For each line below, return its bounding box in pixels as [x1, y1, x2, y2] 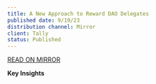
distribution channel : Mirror [7, 23, 96, 30]
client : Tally [7, 29, 49, 37]
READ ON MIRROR [7, 55, 61, 64]
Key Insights [7, 69, 45, 78]
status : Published [7, 36, 61, 43]
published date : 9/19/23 [7, 17, 80, 24]
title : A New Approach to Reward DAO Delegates [7, 10, 150, 17]
